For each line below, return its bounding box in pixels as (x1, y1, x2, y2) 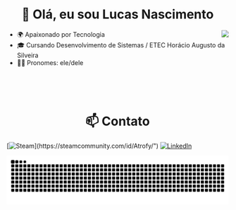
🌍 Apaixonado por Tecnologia (16, 30, 105, 38)
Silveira (16, 51, 39, 59)
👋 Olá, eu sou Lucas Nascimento (21, 6, 214, 23)
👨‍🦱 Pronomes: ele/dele (16, 58, 84, 66)
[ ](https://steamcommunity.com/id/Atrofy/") (6, 141, 159, 150)
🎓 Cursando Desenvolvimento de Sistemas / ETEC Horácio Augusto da (16, 40, 225, 49)
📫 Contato (85, 113, 150, 129)
